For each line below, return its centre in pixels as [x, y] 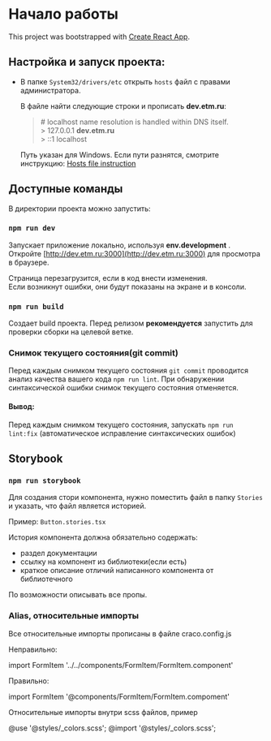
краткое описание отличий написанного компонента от [117, 571]
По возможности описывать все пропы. [78, 595]
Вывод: [22, 407]
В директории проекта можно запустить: [80, 209]
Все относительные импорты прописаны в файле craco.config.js [120, 633]
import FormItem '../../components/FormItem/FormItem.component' [121, 665]
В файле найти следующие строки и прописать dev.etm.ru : [123, 106]
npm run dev [32, 228]
